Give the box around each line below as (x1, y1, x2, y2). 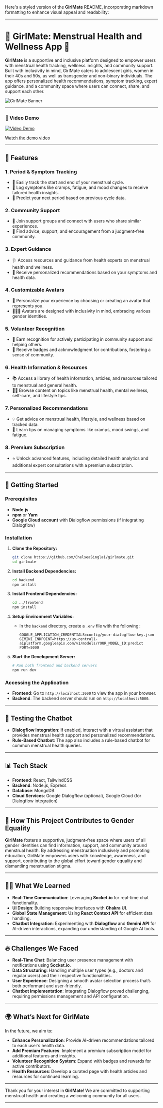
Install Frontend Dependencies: (12, 591, 77, 597)
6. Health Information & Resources (5, 364, 88, 371)
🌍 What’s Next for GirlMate (5, 1013, 90, 1021)
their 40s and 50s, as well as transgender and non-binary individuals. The (5, 73, 153, 78)
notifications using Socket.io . (12, 962, 71, 968)
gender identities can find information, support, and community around (5, 842, 147, 848)
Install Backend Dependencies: (12, 568, 77, 574)
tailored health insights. (12, 189, 59, 195)
